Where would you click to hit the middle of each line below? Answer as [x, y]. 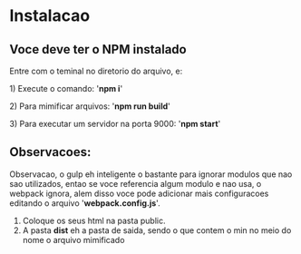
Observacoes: [50, 152]
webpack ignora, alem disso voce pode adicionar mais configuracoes [139, 193]
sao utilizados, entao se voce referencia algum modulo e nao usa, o [136, 183]
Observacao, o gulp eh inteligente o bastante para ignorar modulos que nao [151, 174]
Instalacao [50, 16]
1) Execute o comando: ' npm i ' [66, 88]
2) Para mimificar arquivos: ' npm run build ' [90, 106]
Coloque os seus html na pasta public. [94, 220]
